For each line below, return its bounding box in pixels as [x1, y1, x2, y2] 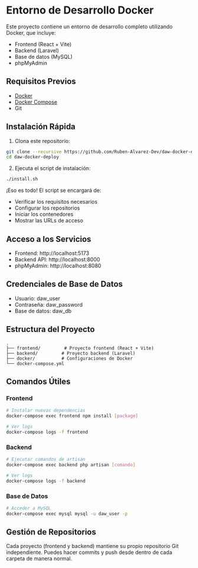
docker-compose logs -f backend [6, 478, 85, 484]
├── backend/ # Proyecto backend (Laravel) [6, 350, 136, 356]
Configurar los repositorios [14, 204, 80, 212]
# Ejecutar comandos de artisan [6, 457, 85, 463]
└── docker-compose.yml [6, 360, 65, 367]
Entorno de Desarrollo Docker [6, 4, 154, 17]
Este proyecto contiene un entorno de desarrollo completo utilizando [6, 23, 173, 30]
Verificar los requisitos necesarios [14, 198, 98, 205]
